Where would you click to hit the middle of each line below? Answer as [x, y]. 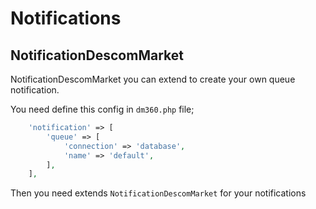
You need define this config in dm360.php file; [102, 109]
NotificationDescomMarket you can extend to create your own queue [153, 79]
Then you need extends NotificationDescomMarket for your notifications [158, 193]
